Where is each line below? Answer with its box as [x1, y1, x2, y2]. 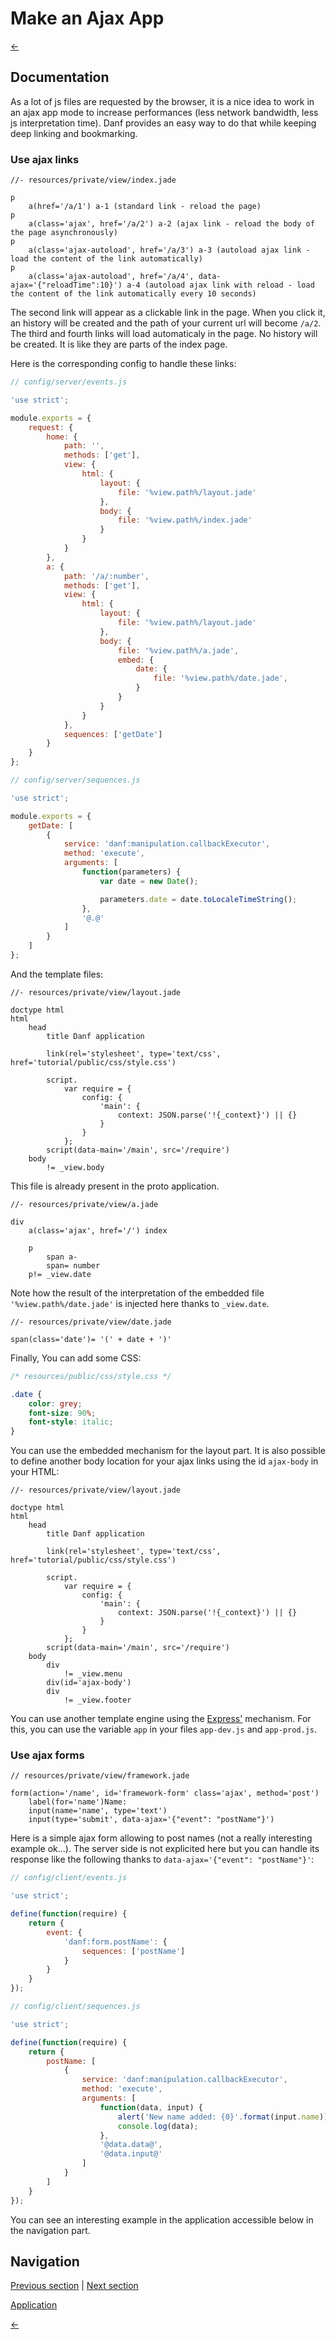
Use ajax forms [10, 1748, 85, 1762]
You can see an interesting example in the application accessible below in [10, 2213, 314, 2226]
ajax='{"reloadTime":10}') [10, 280, 123, 291]
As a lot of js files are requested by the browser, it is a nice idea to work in [10, 95, 315, 107]
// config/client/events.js [10, 1873, 128, 1883]
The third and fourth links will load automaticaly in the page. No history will [10, 328, 318, 340]
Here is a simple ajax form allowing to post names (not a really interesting [10, 1832, 313, 1844]
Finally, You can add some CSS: [10, 1352, 142, 1364]
